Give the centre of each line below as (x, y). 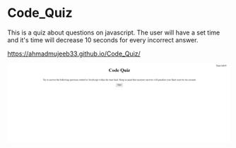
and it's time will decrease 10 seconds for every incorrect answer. (103, 39)
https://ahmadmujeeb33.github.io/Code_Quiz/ (74, 54)
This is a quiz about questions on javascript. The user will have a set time (114, 32)
